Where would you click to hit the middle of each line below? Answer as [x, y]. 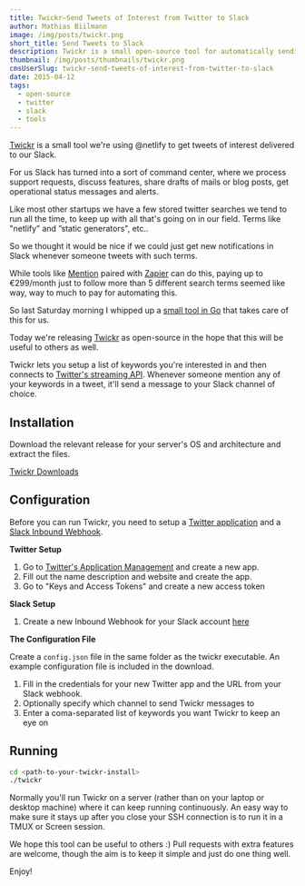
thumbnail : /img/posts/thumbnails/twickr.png [97, 60]
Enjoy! [21, 871]
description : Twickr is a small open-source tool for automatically [142, 52]
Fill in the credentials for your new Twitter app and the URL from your [152, 683]
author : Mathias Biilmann [58, 26]
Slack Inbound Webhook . [56, 532]
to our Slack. [33, 154]
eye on [35, 722]
